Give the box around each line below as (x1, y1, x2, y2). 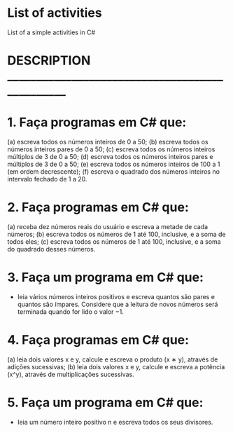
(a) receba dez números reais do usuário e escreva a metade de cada (7, 223, 209, 231)
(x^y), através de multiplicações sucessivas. (7, 370, 134, 378)
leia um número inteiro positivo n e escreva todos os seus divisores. (17, 418, 213, 426)
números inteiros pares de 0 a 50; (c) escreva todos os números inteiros (7, 145, 216, 153)
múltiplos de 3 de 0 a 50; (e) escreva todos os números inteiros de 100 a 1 (7, 160, 220, 169)
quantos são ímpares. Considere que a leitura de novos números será (17, 300, 218, 308)
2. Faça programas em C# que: (7, 200, 189, 215)
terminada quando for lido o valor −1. (17, 307, 124, 316)
